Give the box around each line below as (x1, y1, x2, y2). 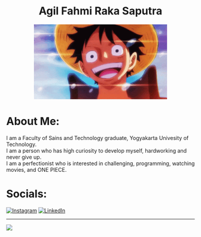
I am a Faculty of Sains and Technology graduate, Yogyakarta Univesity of (6, 134, 189, 141)
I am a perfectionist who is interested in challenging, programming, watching (6, 160, 195, 167)
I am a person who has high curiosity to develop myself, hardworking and (6, 147, 187, 154)
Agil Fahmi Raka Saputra (38, 4, 163, 18)
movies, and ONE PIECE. (6, 166, 67, 173)
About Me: (6, 115, 60, 128)
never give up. (6, 153, 42, 160)
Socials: (6, 187, 47, 201)
